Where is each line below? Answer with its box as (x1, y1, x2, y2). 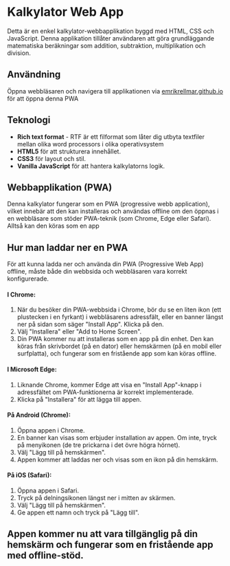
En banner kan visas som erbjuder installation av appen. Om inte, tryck (16, 433, 218, 442)
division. (7, 49, 31, 57)
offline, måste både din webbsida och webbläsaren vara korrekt (7, 268, 187, 276)
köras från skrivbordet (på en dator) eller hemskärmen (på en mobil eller (16, 342, 222, 351)
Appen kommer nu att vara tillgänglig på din (7, 528, 198, 540)
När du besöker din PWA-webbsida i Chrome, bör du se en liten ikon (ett (16, 305, 222, 314)
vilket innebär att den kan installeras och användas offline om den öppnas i (7, 207, 219, 215)
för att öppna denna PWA (7, 94, 79, 102)
